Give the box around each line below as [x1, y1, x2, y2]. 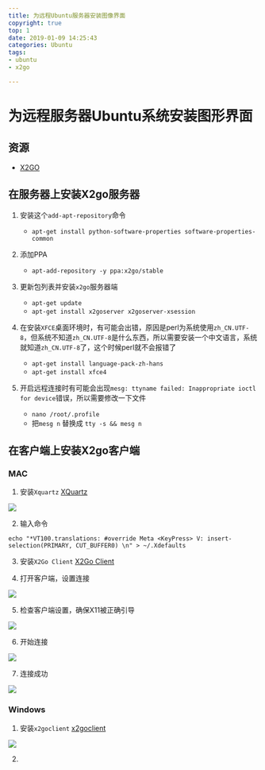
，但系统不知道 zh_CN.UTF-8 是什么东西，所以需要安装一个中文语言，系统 [23, 332, 258, 342]
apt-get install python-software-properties [31, 227, 182, 235]
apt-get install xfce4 [31, 368, 107, 376]
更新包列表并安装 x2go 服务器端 [19, 281, 118, 291]
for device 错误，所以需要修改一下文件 [19, 393, 147, 402]
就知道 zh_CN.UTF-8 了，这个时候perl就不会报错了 [19, 342, 177, 352]
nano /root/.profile [31, 410, 100, 418]
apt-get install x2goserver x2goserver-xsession [31, 308, 196, 315]
